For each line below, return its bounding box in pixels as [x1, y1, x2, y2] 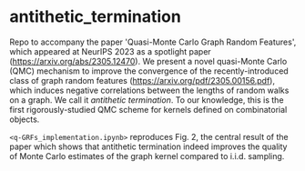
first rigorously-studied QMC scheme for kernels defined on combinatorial [9, 104, 288, 115]
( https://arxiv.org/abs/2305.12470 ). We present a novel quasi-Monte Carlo [9, 55, 288, 66]
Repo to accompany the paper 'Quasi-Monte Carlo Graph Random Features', [9, 36, 297, 47]
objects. [9, 114, 40, 125]
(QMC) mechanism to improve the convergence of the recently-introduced [9, 65, 289, 76]
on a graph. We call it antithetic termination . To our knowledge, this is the [9, 94, 284, 106]
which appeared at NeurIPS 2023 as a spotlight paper [9, 45, 211, 56]
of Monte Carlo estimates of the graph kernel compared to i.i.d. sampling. [9, 150, 285, 161]
